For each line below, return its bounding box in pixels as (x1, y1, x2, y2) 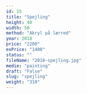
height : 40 (6, 19, 32, 25)
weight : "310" (6, 79, 41, 85)
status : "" (6, 52, 32, 58)
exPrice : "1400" (6, 47, 45, 53)
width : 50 (6, 25, 30, 31)
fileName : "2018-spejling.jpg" (6, 57, 82, 63)
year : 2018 (6, 36, 32, 41)
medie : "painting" (6, 62, 50, 69)
